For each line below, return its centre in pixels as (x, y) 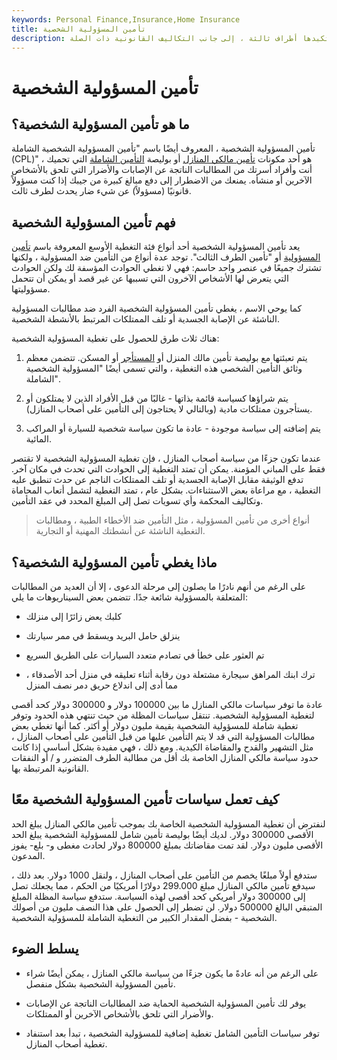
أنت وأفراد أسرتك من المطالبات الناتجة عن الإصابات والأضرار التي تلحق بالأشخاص (162, 170)
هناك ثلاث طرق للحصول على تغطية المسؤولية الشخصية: (115, 338)
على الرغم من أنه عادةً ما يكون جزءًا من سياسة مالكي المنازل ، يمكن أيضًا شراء (172, 973)
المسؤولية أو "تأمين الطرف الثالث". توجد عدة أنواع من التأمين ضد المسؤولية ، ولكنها (166, 257)
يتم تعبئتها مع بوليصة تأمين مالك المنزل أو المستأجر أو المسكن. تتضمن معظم (166, 358)
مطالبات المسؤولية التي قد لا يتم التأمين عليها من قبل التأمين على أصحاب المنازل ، (163, 736)
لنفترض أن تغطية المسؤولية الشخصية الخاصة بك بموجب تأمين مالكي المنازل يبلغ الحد (168, 823)
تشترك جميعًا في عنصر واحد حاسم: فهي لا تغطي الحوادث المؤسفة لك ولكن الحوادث (166, 268)
